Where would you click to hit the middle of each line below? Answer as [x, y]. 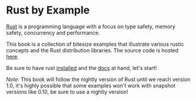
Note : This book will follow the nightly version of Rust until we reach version [98, 79]
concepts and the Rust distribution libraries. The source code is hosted [92, 50]
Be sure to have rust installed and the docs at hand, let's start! [81, 68]
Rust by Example [48, 10]
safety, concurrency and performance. [53, 32]
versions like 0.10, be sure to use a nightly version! [67, 92]
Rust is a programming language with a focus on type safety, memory [91, 26]
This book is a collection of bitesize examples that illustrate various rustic [95, 44]
